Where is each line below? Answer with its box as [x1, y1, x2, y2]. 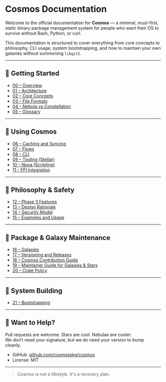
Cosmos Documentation [5, 3, 107, 15]
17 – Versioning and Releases [12, 252, 72, 258]
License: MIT [12, 357, 39, 363]
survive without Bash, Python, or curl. [5, 30, 82, 36]
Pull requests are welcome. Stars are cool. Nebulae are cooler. [5, 332, 132, 338]
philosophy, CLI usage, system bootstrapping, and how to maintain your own [5, 45, 161, 51]
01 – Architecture [12, 87, 47, 93]
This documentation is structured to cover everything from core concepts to [5, 39, 160, 45]
